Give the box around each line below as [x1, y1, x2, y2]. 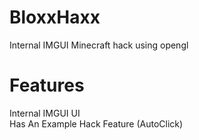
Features [9, 74, 85, 97]
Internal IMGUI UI [9, 107, 81, 119]
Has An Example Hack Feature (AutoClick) [9, 117, 184, 130]
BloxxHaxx [9, 6, 101, 29]
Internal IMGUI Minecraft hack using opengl [9, 39, 189, 51]
